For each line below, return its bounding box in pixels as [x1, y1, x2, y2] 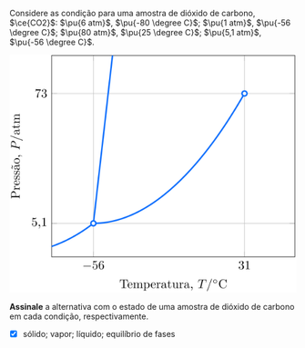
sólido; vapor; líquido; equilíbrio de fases [22, 329, 176, 340]
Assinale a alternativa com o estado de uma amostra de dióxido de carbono [9, 302, 295, 313]
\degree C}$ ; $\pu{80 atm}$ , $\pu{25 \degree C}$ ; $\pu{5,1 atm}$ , [9, 27, 262, 37]
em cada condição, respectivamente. [9, 311, 149, 322]
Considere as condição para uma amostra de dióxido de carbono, [9, 8, 256, 18]
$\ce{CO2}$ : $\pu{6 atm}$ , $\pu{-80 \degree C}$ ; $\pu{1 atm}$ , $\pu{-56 [9, 17, 291, 28]
